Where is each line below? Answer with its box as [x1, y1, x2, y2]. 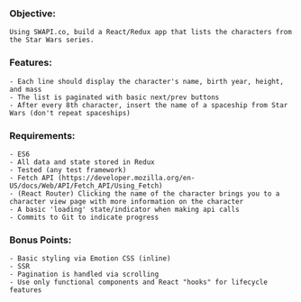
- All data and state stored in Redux [9, 157, 155, 167]
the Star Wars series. [9, 35, 95, 45]
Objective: [9, 7, 56, 20]
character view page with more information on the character [9, 197, 244, 206]
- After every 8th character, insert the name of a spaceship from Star [9, 100, 288, 110]
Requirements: [9, 129, 76, 142]
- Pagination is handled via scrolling [9, 270, 160, 279]
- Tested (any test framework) [9, 165, 127, 174]
